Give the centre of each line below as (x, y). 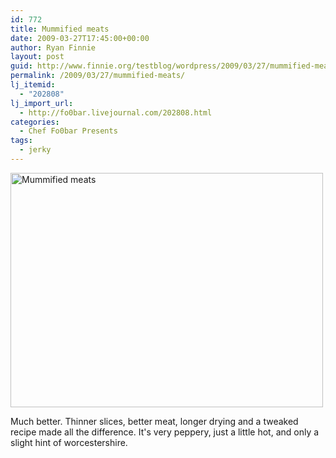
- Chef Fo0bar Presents (68, 131)
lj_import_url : (42, 103)
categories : (35, 122)
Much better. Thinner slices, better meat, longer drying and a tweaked (154, 421)
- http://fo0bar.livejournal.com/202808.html (116, 112)
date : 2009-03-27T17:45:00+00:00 (80, 38)
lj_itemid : (33, 85)
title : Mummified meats (60, 29)
